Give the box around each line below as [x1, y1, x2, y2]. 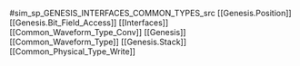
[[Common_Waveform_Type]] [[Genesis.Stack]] [9, 36, 187, 47]
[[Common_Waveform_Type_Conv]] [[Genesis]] [9, 27, 186, 37]
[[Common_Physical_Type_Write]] [9, 46, 136, 57]
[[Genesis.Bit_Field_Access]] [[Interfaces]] [9, 17, 169, 28]
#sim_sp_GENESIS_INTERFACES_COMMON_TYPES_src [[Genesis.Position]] [9, 8, 293, 18]
